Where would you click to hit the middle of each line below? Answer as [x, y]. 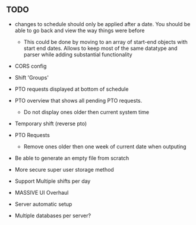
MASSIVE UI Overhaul [42, 192]
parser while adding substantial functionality [78, 54]
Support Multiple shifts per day [53, 181]
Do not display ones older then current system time [86, 112]
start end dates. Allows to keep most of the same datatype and [100, 48]
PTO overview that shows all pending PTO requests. [78, 100]
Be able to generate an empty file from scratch [72, 158]
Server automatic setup [43, 204]
